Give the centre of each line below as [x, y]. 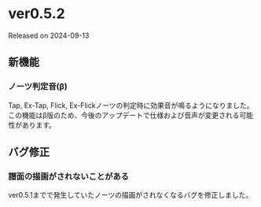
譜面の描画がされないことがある [69, 176]
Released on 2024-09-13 [49, 35]
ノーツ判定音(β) [38, 87]
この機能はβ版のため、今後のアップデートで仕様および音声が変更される [124, 115]
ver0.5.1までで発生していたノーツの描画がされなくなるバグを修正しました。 [130, 195]
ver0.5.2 [37, 14]
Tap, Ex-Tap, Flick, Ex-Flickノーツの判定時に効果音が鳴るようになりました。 [131, 105]
